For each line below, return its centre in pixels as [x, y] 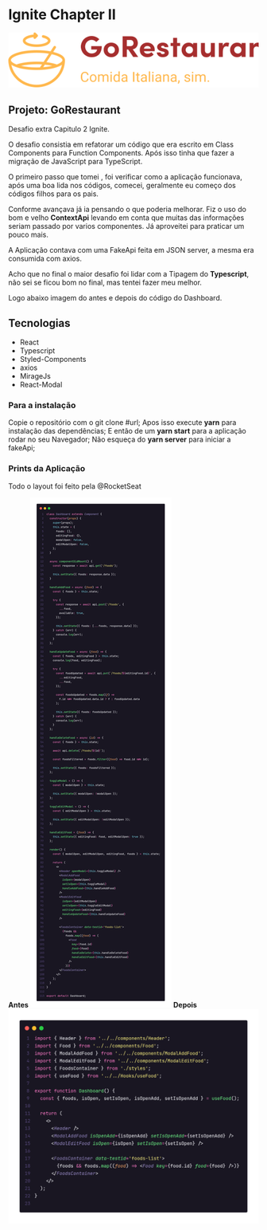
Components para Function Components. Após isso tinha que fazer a [121, 153]
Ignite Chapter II [62, 15]
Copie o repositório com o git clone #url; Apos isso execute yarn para [122, 422]
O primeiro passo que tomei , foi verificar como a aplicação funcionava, [125, 177]
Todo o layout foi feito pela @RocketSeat [75, 486]
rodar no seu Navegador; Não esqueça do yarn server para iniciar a [120, 439]
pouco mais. [29, 235]
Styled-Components [53, 359]
